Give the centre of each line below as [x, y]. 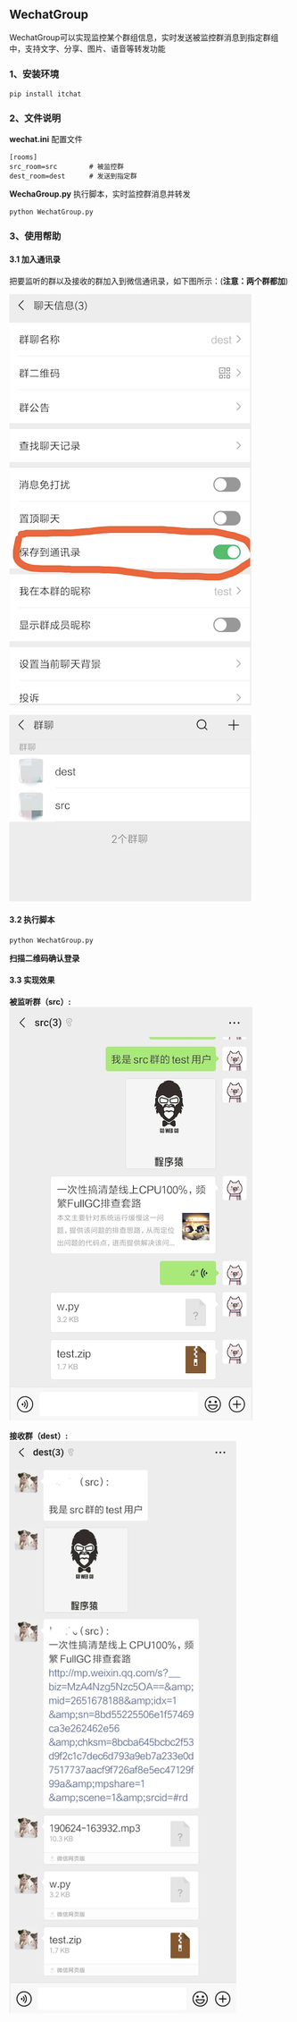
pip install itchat [45, 94]
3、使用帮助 [35, 236]
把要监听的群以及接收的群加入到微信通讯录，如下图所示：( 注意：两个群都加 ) [149, 281]
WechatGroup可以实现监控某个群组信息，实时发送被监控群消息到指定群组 [144, 37]
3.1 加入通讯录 [35, 259]
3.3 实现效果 [32, 980]
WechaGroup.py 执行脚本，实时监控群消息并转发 [100, 194]
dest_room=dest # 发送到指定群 [73, 177]
